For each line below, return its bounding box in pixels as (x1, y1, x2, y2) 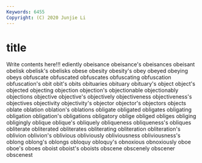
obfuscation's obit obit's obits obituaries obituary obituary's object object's (6, 80, 195, 88)
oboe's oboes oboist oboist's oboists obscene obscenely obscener (6, 145, 175, 152)
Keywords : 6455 (6, 9, 45, 15)
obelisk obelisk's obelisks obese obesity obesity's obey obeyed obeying (6, 68, 188, 75)
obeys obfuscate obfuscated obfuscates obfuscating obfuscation (6, 74, 172, 81)
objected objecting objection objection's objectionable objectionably (6, 86, 179, 94)
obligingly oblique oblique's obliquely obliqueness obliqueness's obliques (6, 119, 192, 127)
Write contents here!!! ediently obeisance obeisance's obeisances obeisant (6, 61, 195, 68)
